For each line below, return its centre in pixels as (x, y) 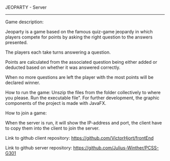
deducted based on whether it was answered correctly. (63, 67)
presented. (16, 42)
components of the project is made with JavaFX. (56, 103)
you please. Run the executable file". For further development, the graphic (82, 98)
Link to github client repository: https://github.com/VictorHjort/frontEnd (79, 138)
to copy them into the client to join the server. (52, 128)
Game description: (25, 22)
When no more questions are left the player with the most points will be (79, 77)
